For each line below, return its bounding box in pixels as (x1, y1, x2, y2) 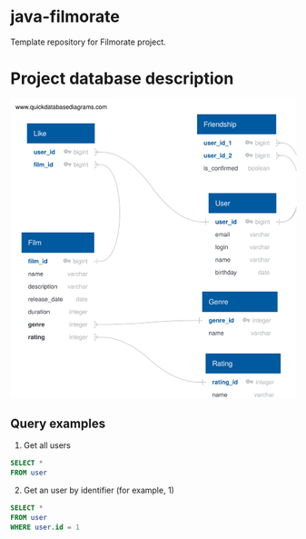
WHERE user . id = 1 (10, 523, 80, 532)
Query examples (10, 415, 106, 431)
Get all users (23, 440, 71, 451)
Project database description (10, 68, 234, 89)
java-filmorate (10, 6, 121, 27)
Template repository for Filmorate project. (10, 36, 166, 47)
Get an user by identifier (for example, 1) (23, 484, 175, 496)
